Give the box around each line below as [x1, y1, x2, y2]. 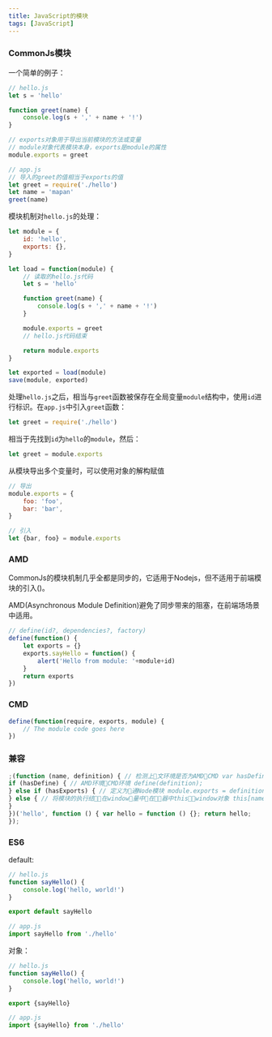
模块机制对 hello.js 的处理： [8, 212, 102, 222]
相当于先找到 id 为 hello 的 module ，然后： [8, 434, 142, 444]
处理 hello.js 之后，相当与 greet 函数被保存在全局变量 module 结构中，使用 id [8, 392, 255, 402]
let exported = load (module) [8, 368, 107, 377]
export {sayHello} [8, 999, 70, 1007]
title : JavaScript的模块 [8, 11, 89, 20]
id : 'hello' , [23, 235, 67, 243]
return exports [23, 672, 74, 680]
